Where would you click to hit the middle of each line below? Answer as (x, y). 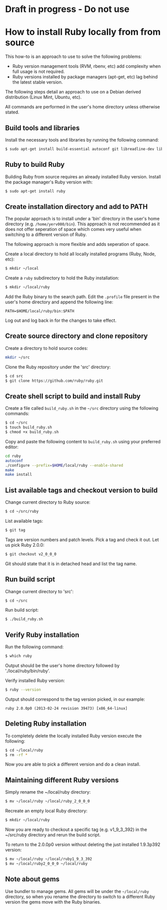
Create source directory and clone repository (77, 336)
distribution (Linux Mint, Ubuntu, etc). (43, 97)
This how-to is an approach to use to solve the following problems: (74, 56)
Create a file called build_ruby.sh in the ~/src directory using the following (82, 408)
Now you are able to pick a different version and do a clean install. (73, 764)
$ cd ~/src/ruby (22, 511)
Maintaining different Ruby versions (62, 780)
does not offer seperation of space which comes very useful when (73, 229)
